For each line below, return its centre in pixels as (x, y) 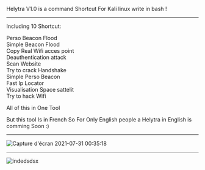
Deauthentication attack (37, 57)
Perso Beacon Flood (32, 38)
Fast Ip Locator (25, 83)
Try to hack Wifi (26, 96)
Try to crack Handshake (37, 70)
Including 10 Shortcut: (34, 26)
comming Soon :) (28, 126)
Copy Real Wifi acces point (40, 51)
